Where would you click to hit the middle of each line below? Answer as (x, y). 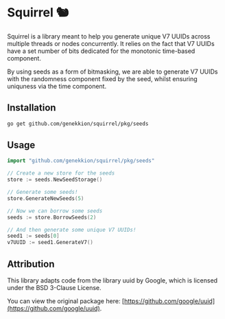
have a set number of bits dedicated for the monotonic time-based (101, 51)
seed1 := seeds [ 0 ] (33, 236)
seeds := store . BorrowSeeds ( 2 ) (52, 217)
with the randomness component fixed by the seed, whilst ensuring (102, 78)
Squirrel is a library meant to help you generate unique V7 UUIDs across (109, 36)
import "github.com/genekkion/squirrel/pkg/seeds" (81, 161)
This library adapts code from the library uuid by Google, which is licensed (113, 280)
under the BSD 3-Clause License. (54, 288)
